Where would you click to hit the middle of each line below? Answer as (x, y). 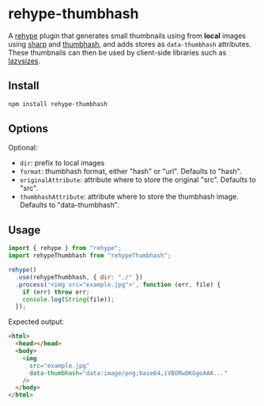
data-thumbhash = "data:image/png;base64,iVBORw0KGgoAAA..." (128, 373)
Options (28, 129)
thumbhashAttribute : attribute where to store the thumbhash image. (129, 197)
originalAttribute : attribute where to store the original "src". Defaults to (138, 180)
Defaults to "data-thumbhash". (70, 205)
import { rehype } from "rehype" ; (65, 249)
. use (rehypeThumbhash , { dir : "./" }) (79, 277)
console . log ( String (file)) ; (68, 299)
